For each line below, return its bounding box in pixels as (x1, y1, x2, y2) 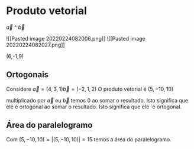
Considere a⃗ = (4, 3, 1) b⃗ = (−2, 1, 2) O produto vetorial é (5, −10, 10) (6, 85, 174, 92)
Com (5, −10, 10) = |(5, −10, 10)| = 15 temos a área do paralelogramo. (6, 135, 172, 143)
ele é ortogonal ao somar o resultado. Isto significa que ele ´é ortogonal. (6, 103, 182, 110)
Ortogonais (6, 69, 49, 80)
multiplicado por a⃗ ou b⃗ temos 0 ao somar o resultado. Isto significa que (6, 97, 188, 104)
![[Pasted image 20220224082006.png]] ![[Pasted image (6, 35, 146, 42)
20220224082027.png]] (6, 41, 65, 48)
